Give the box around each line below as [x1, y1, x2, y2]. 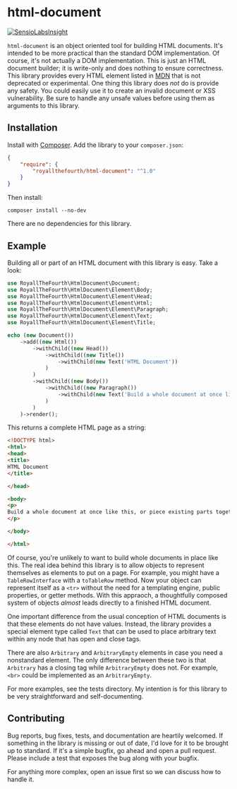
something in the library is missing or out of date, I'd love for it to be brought [7, 739, 229, 747]
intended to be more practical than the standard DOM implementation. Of [7, 49, 220, 57]
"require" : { [20, 160, 59, 168]
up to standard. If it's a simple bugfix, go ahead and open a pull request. [7, 746, 217, 754]
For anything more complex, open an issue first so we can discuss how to [7, 767, 221, 776]
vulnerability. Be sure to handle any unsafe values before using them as [7, 93, 215, 102]
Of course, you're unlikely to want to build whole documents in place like [7, 553, 219, 562]
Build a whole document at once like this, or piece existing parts [7, 509, 213, 516]
